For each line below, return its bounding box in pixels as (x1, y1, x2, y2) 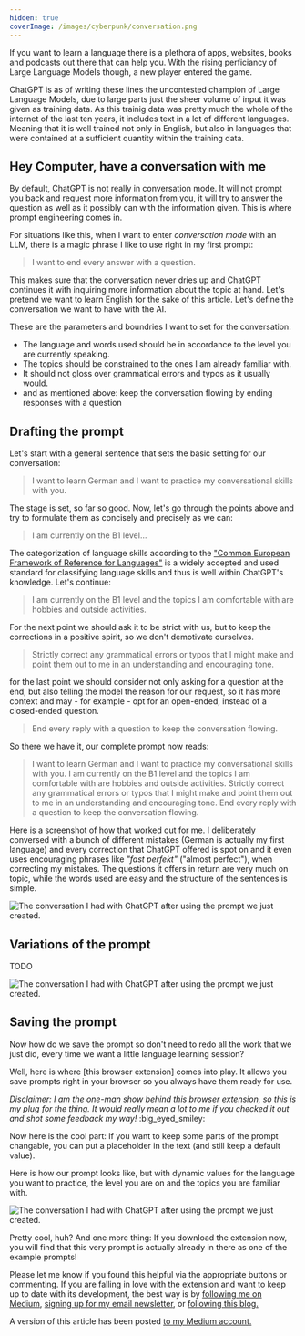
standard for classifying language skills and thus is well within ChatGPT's (9, 567, 284, 578)
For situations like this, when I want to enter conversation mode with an (9, 230, 277, 241)
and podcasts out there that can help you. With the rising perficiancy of (9, 57, 278, 67)
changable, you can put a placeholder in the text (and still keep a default (9, 1140, 280, 1151)
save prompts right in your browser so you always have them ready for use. (9, 1075, 293, 1086)
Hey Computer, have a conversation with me (9, 159, 267, 174)
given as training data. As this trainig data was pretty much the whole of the (9, 103, 293, 114)
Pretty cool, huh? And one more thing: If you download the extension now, (9, 1232, 288, 1243)
